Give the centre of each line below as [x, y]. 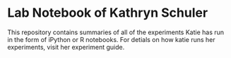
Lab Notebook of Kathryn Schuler [108, 13]
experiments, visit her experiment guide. [66, 47]
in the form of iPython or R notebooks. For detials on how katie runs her [111, 39]
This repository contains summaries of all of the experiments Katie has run [116, 32]
